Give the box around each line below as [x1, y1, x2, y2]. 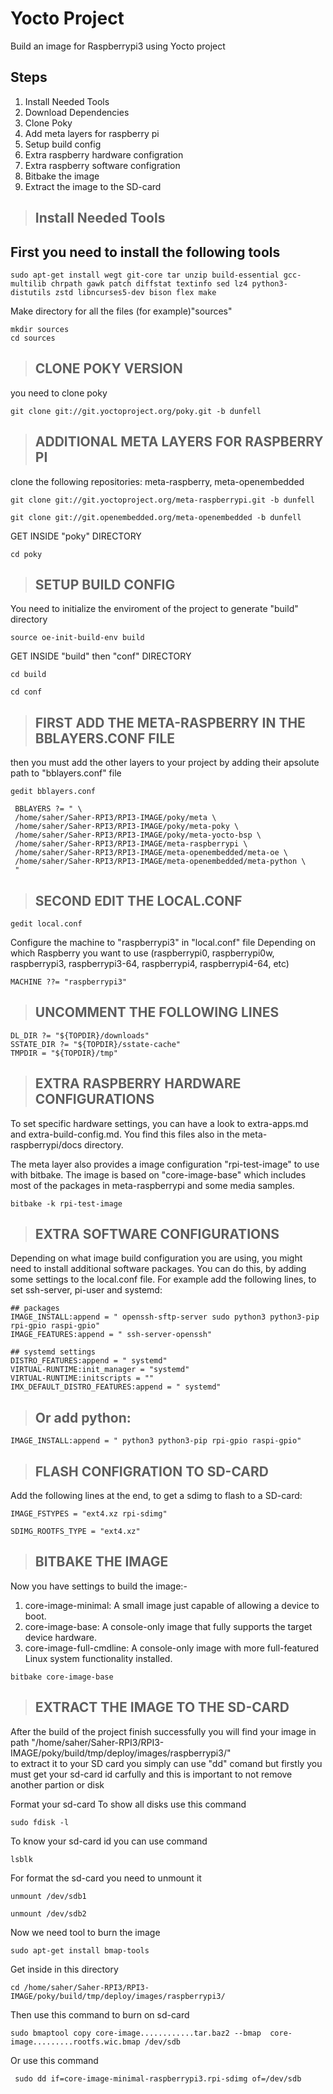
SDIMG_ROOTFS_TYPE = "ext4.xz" [10, 1527, 141, 1537]
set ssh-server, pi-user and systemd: [10, 1284, 163, 1296]
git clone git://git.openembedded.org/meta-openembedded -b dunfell [10, 512, 302, 522]
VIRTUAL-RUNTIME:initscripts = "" [10, 1373, 155, 1384]
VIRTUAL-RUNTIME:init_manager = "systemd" [10, 1365, 190, 1375]
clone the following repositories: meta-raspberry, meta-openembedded [10, 475, 305, 487]
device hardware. [24, 1631, 97, 1643]
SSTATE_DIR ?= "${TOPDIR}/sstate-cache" [10, 1039, 182, 1049]
